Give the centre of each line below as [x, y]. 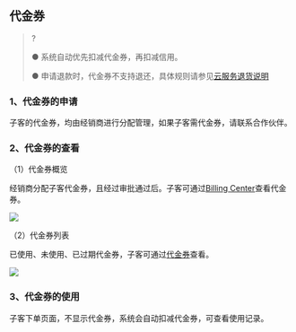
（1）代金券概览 [39, 170]
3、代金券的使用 [45, 297]
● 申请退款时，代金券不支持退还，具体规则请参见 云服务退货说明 [150, 75]
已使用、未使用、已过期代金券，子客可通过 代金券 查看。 [111, 255]
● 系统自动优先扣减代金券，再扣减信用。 [107, 57]
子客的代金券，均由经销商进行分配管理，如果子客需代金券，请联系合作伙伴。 [151, 123]
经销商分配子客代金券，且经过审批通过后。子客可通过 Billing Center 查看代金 [148, 188]
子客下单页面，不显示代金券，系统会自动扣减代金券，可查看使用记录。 [139, 318]
